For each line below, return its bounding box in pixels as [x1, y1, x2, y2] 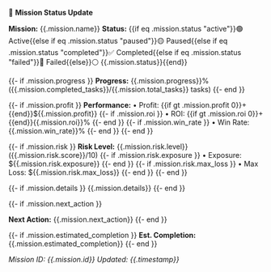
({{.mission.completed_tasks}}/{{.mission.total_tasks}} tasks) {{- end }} [8, 85, 245, 94]
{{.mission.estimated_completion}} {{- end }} [8, 239, 158, 249]
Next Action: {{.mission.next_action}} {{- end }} [8, 215, 167, 224]
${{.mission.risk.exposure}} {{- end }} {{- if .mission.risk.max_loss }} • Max [8, 159, 259, 168]
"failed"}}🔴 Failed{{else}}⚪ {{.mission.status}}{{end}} [8, 57, 188, 66]
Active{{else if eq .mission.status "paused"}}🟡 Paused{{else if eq [8, 36, 228, 45]
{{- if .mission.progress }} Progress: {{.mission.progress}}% [8, 76, 210, 85]
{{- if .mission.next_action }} [8, 199, 103, 208]
